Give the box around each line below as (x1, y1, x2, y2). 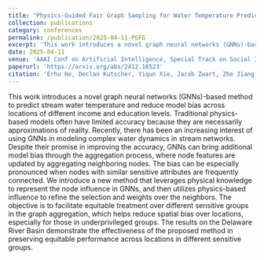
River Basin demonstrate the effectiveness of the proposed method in (8, 225, 233, 235)
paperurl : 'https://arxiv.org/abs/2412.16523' (8, 63, 163, 71)
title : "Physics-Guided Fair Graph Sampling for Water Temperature (8, 11, 234, 20)
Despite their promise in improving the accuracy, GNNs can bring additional (8, 142, 253, 151)
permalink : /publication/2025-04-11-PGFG (8, 33, 146, 42)
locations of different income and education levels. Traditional (8, 108, 208, 118)
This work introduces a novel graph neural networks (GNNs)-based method (8, 91, 253, 101)
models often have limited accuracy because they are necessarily (30, 117, 243, 126)
